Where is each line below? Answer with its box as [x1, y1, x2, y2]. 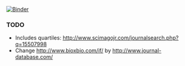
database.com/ [15, 53, 53, 61]
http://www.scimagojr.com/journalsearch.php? [62, 34, 179, 41]
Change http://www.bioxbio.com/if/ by [15, 47, 111, 54]
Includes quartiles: [15, 34, 62, 41]
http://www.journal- [112, 47, 162, 54]
